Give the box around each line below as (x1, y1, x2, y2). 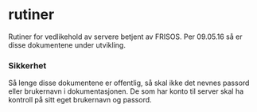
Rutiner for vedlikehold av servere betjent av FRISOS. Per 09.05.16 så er (8, 32, 243, 41)
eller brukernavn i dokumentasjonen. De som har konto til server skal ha (8, 87, 244, 96)
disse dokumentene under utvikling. (8, 40, 126, 49)
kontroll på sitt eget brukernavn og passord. (8, 95, 153, 105)
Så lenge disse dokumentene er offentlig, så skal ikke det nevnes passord (8, 78, 250, 88)
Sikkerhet (8, 60, 47, 71)
